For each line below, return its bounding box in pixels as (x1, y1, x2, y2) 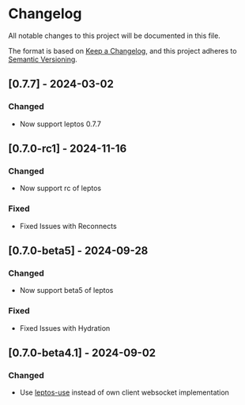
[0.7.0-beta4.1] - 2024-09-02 (8, 346, 156, 359)
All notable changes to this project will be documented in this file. (8, 31, 221, 40)
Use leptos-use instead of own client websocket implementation (19, 388, 229, 397)
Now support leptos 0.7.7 (19, 119, 101, 129)
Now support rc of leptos (19, 183, 101, 193)
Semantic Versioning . (8, 54, 77, 64)
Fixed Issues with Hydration (19, 323, 111, 332)
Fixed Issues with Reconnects (19, 221, 117, 231)
